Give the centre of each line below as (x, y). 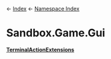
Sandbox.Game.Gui (56, 33)
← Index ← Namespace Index (43, 9)
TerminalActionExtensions (40, 49)
